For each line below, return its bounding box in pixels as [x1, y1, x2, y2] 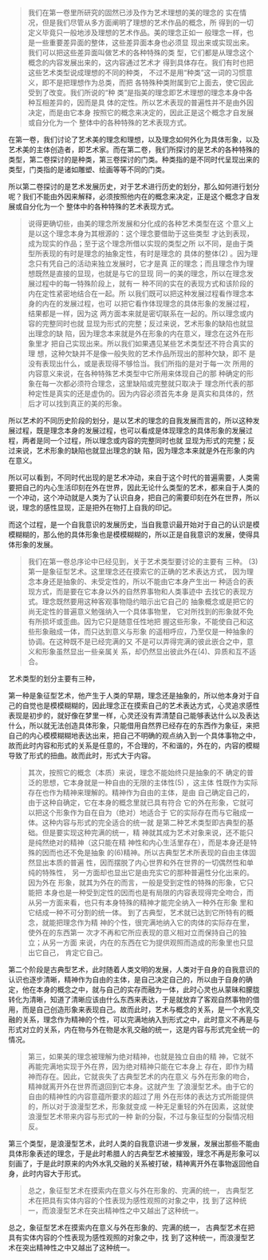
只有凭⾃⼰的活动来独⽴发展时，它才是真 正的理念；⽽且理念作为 [34, 259, 247, 268]
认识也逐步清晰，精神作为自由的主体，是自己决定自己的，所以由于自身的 [8, 975, 246, 984]
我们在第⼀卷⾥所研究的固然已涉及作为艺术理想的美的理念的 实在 [27, 8, 240, 17]
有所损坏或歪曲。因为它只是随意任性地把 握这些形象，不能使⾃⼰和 [27, 617, 247, 626]
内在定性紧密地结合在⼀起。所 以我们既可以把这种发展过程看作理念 [27, 289, 247, 298]
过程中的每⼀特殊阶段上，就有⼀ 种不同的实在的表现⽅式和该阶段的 [34, 279, 254, 288]
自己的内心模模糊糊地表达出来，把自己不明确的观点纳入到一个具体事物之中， [8, 731, 260, 740]
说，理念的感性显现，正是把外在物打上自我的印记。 [8, 503, 176, 512]
